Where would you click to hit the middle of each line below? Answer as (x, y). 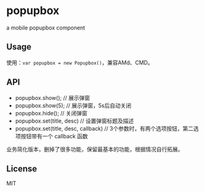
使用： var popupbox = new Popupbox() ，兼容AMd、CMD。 (80, 63)
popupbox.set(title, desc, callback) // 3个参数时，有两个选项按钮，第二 (104, 128)
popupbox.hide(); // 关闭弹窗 (51, 113)
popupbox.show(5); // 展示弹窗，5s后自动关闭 (73, 106)
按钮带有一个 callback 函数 (54, 136)
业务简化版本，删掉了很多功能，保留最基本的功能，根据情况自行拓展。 (95, 149)
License (22, 168)
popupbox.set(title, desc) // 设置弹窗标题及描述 (74, 121)
